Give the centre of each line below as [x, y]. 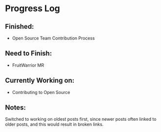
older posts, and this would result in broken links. [54, 124]
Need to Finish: [29, 53]
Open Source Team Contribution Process [53, 38]
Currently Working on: [40, 81]
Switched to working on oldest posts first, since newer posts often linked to [81, 119]
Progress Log [32, 9]
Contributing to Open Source [41, 92]
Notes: [15, 108]
